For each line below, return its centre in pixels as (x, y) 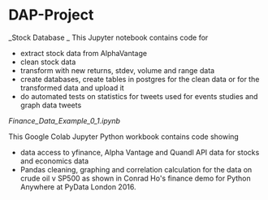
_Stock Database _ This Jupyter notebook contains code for (108, 37)
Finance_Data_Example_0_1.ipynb (64, 120)
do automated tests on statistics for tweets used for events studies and (139, 96)
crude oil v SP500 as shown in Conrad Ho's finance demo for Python (135, 178)
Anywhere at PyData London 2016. (78, 187)
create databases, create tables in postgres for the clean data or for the (140, 79)
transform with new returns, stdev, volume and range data (117, 70)
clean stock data (48, 62)
